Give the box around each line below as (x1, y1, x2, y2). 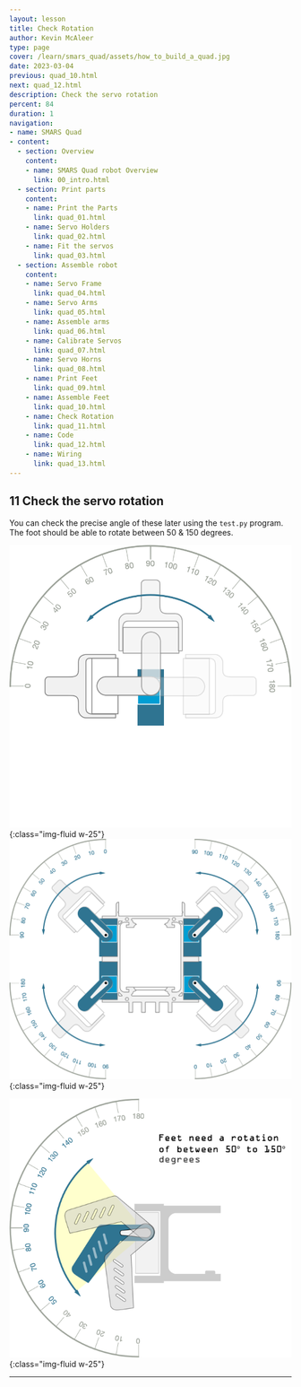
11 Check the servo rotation (9, 493, 164, 509)
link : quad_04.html (32, 289, 106, 298)
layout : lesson (9, 14, 66, 23)
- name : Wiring (25, 449, 82, 459)
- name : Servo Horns (25, 355, 102, 364)
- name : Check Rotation (25, 412, 115, 421)
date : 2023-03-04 (9, 62, 74, 71)
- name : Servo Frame (25, 279, 102, 289)
